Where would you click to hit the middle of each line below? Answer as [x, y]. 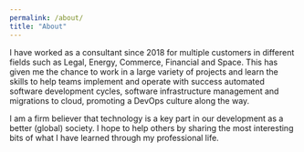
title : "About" [38, 26]
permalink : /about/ [47, 18]
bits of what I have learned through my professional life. [114, 137]
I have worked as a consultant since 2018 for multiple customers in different [152, 52]
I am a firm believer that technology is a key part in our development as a [147, 118]
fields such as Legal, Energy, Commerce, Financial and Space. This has [144, 62]
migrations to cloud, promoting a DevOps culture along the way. [130, 100]
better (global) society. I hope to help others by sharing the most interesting [152, 127]
